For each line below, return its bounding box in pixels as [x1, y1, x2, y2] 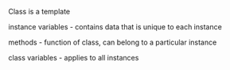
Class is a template [8, 7, 71, 16]
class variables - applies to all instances [8, 53, 139, 62]
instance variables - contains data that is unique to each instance [8, 22, 223, 31]
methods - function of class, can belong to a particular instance [8, 37, 217, 47]
